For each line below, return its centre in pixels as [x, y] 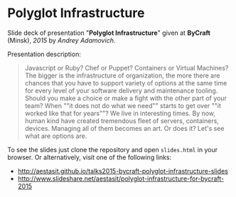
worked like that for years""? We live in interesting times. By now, [120, 113]
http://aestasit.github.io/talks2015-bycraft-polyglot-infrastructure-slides [123, 171]
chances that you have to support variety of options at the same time [126, 82]
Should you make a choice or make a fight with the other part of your [126, 98]
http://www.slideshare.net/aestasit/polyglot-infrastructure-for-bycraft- [121, 179]
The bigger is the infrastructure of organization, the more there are [122, 75]
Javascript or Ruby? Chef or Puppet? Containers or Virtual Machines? [127, 68]
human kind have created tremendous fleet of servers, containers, [122, 121]
